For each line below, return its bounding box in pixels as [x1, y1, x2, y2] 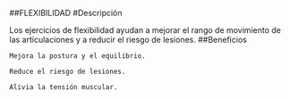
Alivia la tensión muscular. [9, 83, 118, 92]
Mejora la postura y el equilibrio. [9, 52, 146, 61]
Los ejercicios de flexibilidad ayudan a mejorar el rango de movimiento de [9, 25, 282, 35]
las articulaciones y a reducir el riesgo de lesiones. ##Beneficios [9, 35, 248, 45]
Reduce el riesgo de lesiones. [9, 67, 126, 76]
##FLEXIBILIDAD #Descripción [9, 8, 123, 18]
